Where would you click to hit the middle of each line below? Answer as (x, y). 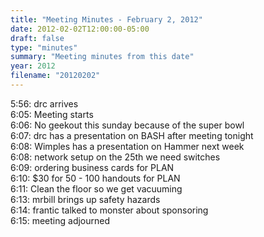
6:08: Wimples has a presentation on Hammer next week (127, 146)
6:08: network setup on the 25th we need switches (115, 157)
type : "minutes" (44, 47)
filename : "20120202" (55, 76)
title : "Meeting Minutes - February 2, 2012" (106, 19)
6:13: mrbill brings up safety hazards (85, 199)
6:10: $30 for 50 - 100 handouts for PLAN (95, 178)
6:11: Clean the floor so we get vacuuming (96, 188)
